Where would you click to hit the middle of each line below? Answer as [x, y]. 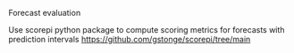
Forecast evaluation [45, 13]
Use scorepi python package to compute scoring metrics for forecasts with [147, 30]
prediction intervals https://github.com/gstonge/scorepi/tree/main [130, 39]
